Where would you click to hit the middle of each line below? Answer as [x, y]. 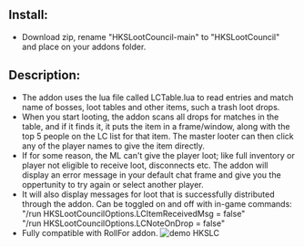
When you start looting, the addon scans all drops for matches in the [150, 117]
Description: [45, 75]
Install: [29, 15]
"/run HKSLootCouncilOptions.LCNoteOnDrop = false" [123, 223]
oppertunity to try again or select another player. [112, 184]
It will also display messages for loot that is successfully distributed [148, 194]
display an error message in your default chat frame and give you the [151, 175]
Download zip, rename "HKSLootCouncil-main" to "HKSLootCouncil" [151, 36]
